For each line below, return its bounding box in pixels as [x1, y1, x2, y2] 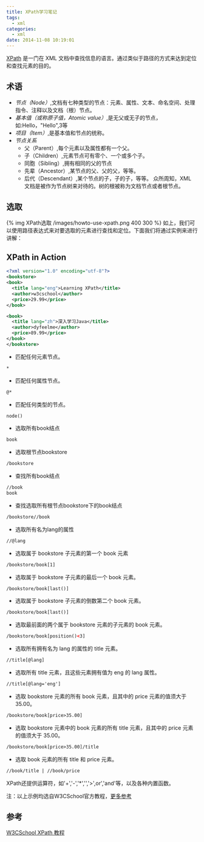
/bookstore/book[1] [6, 562, 56, 568]
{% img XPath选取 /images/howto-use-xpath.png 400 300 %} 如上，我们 [6, 219, 190, 226]
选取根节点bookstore [15, 449, 68, 456]
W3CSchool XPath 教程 [6, 829, 65, 837]
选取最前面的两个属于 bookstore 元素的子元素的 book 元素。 [15, 621, 166, 628]
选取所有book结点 [15, 424, 60, 432]
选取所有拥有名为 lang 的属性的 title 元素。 [15, 645, 121, 653]
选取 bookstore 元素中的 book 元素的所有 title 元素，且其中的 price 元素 [15, 724, 194, 732]
